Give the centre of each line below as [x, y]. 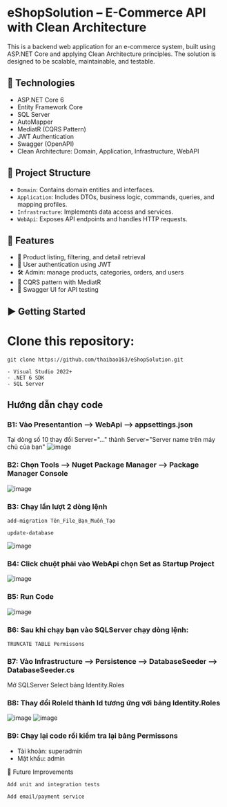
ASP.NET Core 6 [40, 100]
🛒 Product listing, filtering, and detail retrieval [81, 257]
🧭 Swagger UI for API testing [58, 290]
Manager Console [38, 474]
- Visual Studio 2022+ [40, 371]
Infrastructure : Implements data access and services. [95, 212]
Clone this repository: [71, 341]
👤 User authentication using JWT [64, 265]
